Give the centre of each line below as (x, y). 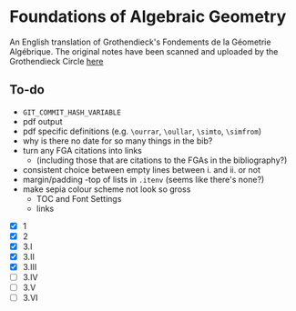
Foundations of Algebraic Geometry (148, 17)
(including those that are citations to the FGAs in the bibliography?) (162, 160)
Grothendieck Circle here (56, 61)
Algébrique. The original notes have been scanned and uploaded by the (144, 51)
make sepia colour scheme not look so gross (107, 189)
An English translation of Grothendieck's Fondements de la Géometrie (140, 42)
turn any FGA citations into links (82, 150)
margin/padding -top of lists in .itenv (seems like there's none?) (143, 179)
